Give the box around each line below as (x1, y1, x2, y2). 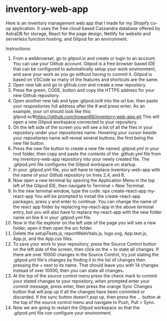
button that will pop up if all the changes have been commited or (12, 289, 145, 295)
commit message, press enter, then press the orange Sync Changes (12, 283, 153, 289)
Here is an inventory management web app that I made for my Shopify (5, 20, 150, 26)
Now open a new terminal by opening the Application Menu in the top (12, 177, 155, 183)
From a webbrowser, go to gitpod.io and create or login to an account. (12, 55, 156, 61)
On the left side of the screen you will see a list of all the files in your (12, 124, 153, 130)
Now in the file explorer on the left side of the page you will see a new (12, 220, 156, 226)
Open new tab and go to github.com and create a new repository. (12, 81, 147, 88)
